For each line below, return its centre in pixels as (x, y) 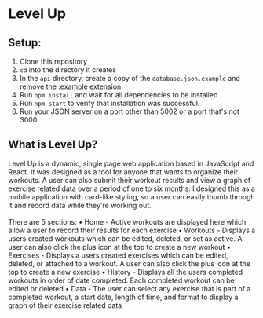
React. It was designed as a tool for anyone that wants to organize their (123, 172)
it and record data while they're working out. (80, 205)
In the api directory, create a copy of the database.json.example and (130, 78)
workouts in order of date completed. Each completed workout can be (122, 280)
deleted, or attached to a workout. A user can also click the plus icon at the (130, 263)
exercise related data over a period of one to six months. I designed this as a (131, 188)
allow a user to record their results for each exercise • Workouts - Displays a (132, 230)
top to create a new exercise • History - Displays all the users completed (126, 272)
